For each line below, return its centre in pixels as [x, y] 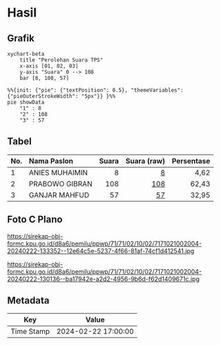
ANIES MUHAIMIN [58, 172]
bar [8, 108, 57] [45, 78]
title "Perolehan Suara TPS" [61, 60]
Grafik [21, 38]
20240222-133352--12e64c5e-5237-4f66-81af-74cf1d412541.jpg [101, 250]
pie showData [26, 102]
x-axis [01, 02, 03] [49, 66]
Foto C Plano [35, 220]
